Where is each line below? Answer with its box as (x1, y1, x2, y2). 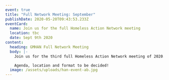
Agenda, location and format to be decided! (14, 63, 109, 68)
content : (5, 40, 24, 45)
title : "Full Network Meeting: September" (5, 12, 96, 17)
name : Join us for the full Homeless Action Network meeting (10, 26, 141, 31)
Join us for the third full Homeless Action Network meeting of (14, 53, 152, 59)
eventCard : (5, 21, 28, 26)
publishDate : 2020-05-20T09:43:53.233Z (5, 16, 89, 21)
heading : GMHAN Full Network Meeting (10, 44, 89, 49)
